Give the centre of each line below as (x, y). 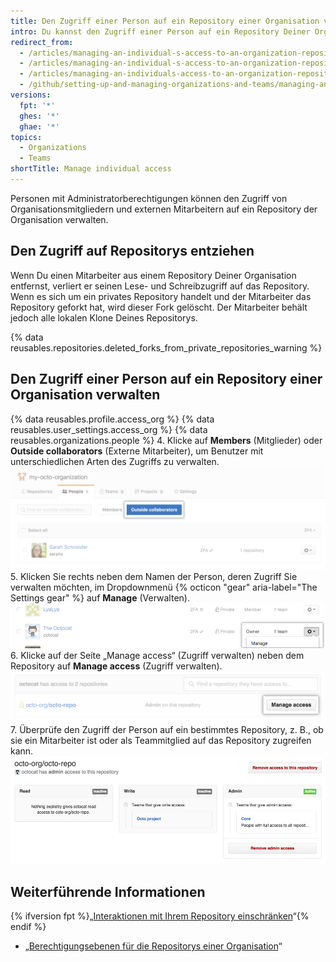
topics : (26, 137)
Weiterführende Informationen (108, 891)
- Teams (35, 158)
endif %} (28, 927)
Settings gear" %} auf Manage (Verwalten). (100, 598)
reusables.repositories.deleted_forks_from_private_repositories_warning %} (166, 347)
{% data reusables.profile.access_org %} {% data (112, 419)
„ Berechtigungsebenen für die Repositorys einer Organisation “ (153, 946)
